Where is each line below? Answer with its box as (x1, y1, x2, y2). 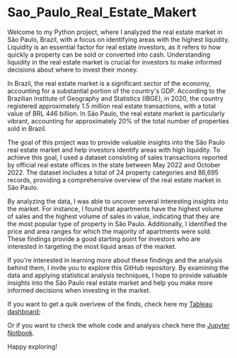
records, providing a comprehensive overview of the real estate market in (7, 175, 221, 184)
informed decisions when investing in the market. (7, 286, 151, 294)
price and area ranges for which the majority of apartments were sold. (7, 227, 212, 235)
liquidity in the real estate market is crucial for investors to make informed (7, 57, 221, 66)
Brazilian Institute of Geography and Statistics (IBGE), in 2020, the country (7, 94, 224, 103)
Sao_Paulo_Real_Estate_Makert (7, 4, 197, 21)
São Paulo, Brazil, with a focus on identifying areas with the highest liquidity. (7, 35, 230, 43)
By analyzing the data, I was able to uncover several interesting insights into (7, 196, 229, 206)
